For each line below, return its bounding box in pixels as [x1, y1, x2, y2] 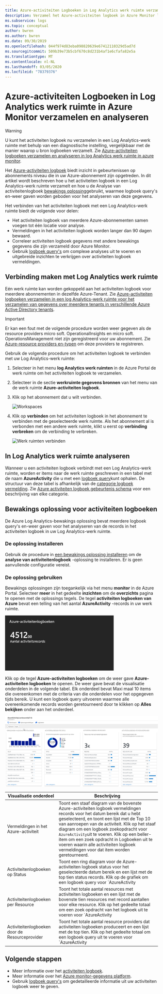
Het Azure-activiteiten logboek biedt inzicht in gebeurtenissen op [5, 168, 136, 173]
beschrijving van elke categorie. [5, 491, 69, 497]
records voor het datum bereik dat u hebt [59, 810, 141, 816]
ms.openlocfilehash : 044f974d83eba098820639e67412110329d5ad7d [5, 44, 136, 49]
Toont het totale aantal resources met [59, 886, 133, 892]
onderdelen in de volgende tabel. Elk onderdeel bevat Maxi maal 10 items [5, 686, 151, 692]
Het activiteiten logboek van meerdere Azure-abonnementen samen [12, 217, 148, 224]
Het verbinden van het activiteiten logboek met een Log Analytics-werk [5, 203, 148, 209]
